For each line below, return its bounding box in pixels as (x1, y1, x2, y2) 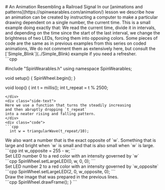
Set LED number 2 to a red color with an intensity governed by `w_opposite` (5, 163, 159, 169)
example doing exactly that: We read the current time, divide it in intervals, (5, 25, 156, 31)
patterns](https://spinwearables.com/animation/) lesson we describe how (5, 9, 155, 15)
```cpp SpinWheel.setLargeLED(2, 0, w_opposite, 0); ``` (5, 169, 116, 174)
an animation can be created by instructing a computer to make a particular (5, 14, 158, 20)
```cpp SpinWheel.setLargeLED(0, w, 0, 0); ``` (5, 158, 96, 164)
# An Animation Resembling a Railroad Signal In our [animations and (5, 4, 143, 9)
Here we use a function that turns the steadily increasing (5, 103, 132, 108)
